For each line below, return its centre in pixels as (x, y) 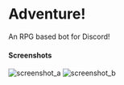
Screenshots (30, 55)
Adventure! (47, 14)
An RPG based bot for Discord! (59, 36)
